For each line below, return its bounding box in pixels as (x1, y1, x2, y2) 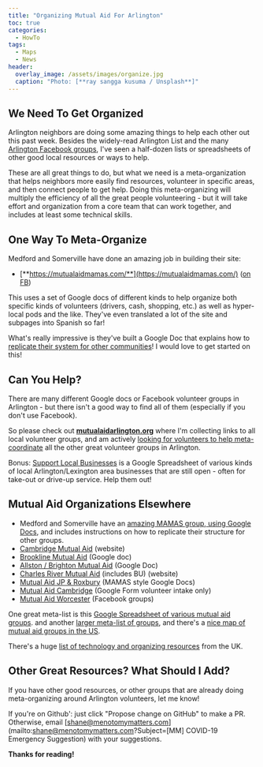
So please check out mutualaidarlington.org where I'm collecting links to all (8, 425, 256, 435)
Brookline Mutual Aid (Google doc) (19, 552, 132, 561)
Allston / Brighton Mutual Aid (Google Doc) (19, 560, 159, 570)
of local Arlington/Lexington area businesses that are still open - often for (8, 466, 246, 476)
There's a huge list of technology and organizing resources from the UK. (8, 641, 243, 651)
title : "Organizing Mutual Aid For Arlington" (8, 11, 164, 20)
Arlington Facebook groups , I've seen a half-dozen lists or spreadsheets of (8, 144, 251, 154)
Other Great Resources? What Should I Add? (8, 664, 231, 678)
